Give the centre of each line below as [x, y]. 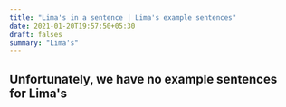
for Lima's [38, 93]
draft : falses [36, 34]
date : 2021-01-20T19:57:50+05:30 [72, 26]
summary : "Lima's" [44, 43]
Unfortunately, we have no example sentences [143, 79]
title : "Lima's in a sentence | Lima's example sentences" [123, 18]
